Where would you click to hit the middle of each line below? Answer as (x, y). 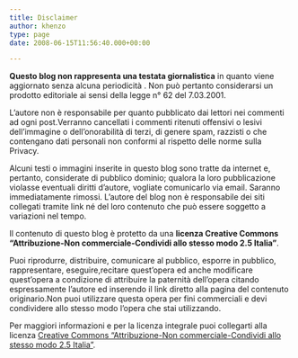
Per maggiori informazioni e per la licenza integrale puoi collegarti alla (138, 326)
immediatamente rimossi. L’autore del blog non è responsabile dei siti (137, 197)
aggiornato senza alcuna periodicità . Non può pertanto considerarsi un (141, 85)
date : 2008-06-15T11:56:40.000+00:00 (80, 43)
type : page (30, 34)
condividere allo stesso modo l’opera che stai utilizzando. (115, 309)
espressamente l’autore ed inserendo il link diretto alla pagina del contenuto (149, 290)
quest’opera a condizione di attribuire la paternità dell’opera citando (134, 280)
